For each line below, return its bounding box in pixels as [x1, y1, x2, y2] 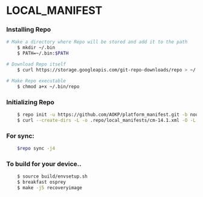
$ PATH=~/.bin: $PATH [17, 50, 69, 56]
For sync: [6, 132, 34, 140]
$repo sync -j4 [17, 145, 56, 152]
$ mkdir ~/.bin [17, 45, 56, 51]
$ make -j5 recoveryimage [17, 184, 83, 191]
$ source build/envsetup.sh [17, 173, 88, 179]
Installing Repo [6, 25, 51, 34]
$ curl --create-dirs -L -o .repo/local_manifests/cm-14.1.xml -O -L [17, 117, 196, 123]
